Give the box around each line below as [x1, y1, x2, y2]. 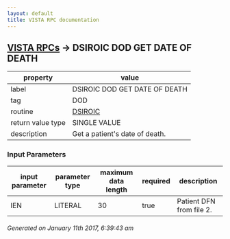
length [105, 185, 128, 194]
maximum [100, 168, 133, 177]
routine [10, 107, 34, 117]
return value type [10, 118, 66, 128]
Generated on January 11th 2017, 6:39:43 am [7, 224, 134, 232]
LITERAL [54, 201, 82, 210]
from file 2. [177, 205, 212, 214]
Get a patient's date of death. [72, 129, 166, 139]
